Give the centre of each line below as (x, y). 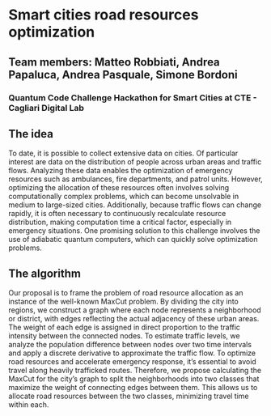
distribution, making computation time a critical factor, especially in (120, 222)
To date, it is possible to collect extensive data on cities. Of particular (123, 153)
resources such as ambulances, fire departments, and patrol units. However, (135, 179)
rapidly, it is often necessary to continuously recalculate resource (117, 214)
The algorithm (44, 273)
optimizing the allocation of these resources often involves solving (119, 188)
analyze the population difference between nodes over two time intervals (130, 345)
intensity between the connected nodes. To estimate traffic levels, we (124, 336)
